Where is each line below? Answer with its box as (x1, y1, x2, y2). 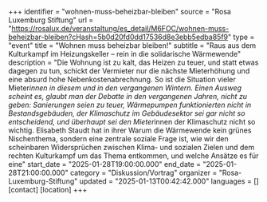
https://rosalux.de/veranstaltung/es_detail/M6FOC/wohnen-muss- (11, 24, 230, 33)
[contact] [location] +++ (8, 185, 88, 194)
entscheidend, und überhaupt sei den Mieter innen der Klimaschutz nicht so (8, 117, 256, 126)
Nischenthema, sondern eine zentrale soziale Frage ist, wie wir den (8, 134, 229, 143)
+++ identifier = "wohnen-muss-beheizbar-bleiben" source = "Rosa (8, 7, 231, 16)
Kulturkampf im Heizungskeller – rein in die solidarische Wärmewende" (8, 50, 241, 58)
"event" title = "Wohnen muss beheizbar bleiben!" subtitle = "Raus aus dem (8, 41, 257, 50)
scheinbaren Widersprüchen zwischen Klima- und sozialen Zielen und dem (8, 143, 255, 152)
